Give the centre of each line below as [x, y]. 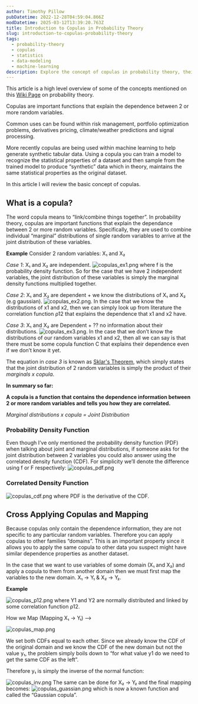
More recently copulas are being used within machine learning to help [91, 148]
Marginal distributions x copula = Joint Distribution [68, 415]
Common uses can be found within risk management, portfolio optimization [98, 124]
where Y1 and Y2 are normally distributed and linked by [121, 600]
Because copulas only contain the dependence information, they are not [94, 528]
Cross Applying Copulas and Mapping [77, 515]
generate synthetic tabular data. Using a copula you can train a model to [94, 154]
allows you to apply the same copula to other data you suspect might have [96, 547]
